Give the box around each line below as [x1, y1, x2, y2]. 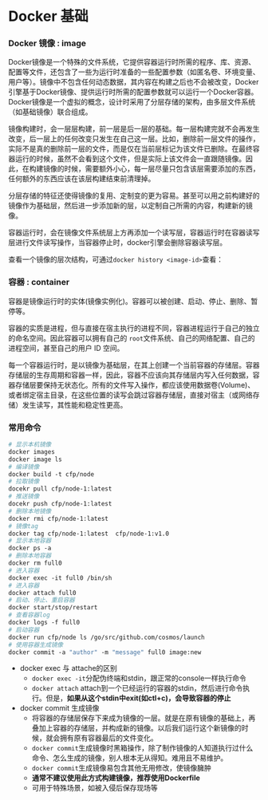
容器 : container [8, 277, 70, 288]
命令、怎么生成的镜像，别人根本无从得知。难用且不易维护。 [31, 753, 228, 763]
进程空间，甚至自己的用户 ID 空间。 [8, 343, 124, 353]
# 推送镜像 [8, 492, 40, 501]
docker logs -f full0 [8, 619, 81, 627]
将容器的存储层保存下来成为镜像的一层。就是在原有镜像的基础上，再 [31, 713, 256, 723]
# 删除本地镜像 [8, 507, 52, 515]
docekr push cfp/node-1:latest [8, 500, 112, 508]
